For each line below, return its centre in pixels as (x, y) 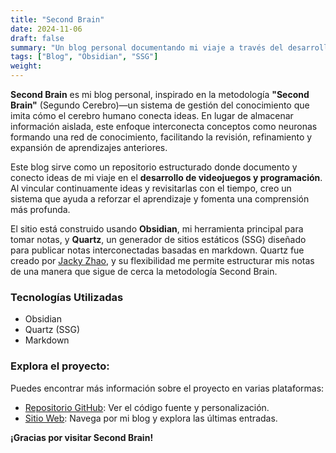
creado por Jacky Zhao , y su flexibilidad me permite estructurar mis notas (162, 260)
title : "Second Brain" (57, 19)
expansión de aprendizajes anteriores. (89, 147)
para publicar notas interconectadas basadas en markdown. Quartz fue (157, 250)
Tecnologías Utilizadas (67, 297)
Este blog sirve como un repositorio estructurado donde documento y (154, 167)
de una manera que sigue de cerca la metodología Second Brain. (144, 271)
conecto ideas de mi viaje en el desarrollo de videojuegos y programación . (166, 177)
